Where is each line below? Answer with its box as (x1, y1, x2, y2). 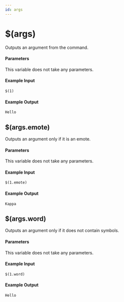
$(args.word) (5, 214, 46, 223)
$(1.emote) (5, 180, 27, 185)
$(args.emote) (5, 123, 50, 131)
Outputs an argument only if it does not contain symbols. (5, 228, 120, 233)
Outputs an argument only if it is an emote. (5, 136, 91, 142)
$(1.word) (5, 272, 25, 277)
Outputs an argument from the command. (5, 45, 89, 50)
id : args (5, 7, 23, 12)
